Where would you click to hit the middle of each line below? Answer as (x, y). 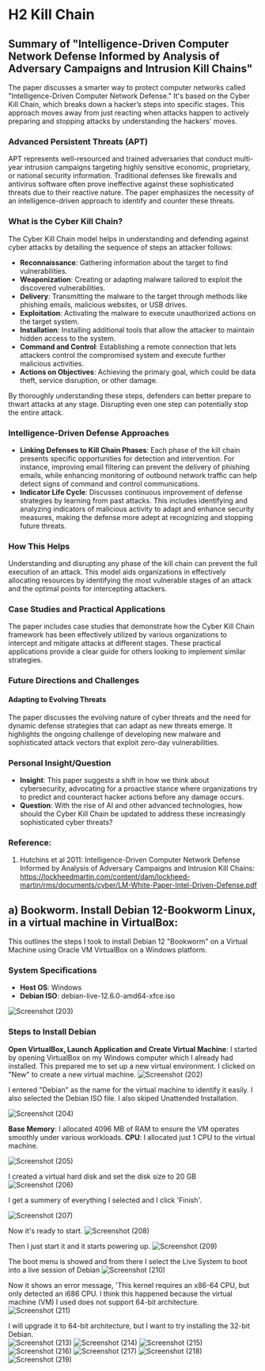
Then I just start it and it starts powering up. (79, 1246)
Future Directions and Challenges (74, 681)
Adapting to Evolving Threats (57, 699)
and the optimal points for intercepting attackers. (88, 589)
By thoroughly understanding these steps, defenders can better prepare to (130, 395)
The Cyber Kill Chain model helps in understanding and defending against (129, 238)
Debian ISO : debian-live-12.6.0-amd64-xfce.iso (97, 996)
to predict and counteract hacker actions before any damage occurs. (132, 796)
